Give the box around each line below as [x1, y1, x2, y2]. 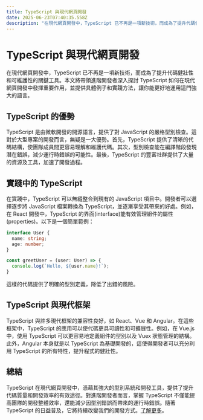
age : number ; [11, 241, 45, 247]
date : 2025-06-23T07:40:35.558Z [6, 15, 88, 21]
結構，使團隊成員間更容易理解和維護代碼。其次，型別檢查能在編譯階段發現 [11, 143, 197, 151]
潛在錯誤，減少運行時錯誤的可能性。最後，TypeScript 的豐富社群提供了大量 [6, 151, 194, 158]
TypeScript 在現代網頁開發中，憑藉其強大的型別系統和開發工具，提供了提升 [6, 384, 194, 391]
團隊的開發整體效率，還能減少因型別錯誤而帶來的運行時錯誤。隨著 [11, 399, 176, 406]
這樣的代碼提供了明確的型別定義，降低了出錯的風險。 [6, 280, 139, 288]
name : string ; [11, 235, 47, 242]
